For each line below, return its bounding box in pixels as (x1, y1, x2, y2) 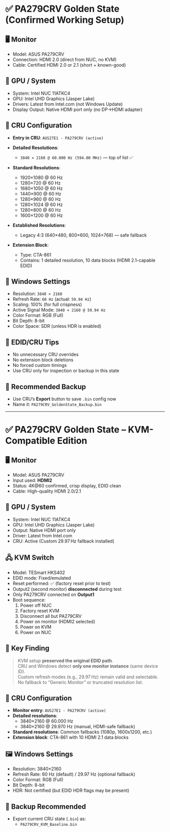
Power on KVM (20, 624, 52, 630)
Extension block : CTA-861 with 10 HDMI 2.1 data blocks (12, 734, 129, 740)
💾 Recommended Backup (5, 382, 86, 391)
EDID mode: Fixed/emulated (12, 575, 71, 581)
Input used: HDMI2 (12, 477, 52, 483)
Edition (57, 435, 88, 447)
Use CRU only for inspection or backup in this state (12, 367, 120, 374)
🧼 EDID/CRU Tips (5, 338, 59, 347)
